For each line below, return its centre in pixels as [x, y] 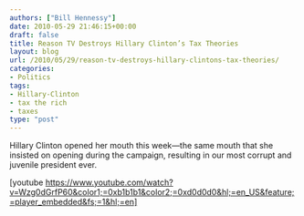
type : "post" [34, 119]
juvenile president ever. [53, 165]
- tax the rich [38, 103]
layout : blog [34, 52]
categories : [32, 69]
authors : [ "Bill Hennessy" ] [63, 18]
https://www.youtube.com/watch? [109, 182]
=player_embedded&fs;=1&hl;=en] [73, 202]
